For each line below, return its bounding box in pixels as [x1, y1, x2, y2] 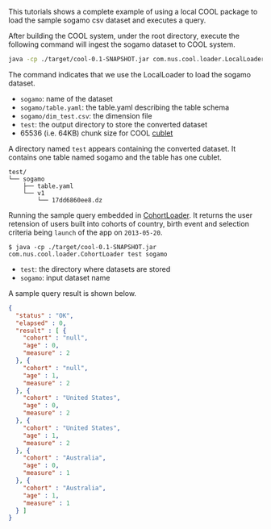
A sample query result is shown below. [8, 288, 137, 298]
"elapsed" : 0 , [15, 319, 67, 327]
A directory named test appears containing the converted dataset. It [8, 144, 236, 153]
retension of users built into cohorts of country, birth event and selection [8, 219, 250, 228]
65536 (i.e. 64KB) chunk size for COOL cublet [19, 128, 173, 138]
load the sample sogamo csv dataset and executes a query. [8, 15, 206, 25]
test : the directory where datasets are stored [19, 264, 171, 273]
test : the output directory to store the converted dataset [19, 119, 208, 129]
